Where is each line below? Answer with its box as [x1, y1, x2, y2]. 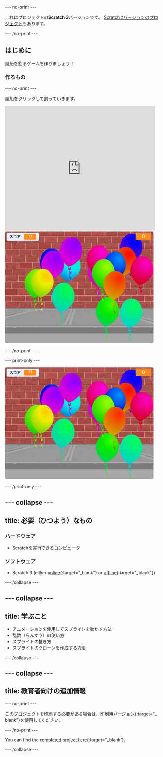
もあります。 [22, 21, 48, 26]
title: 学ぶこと [5, 612, 47, 620]
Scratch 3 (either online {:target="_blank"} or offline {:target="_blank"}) [12, 570, 156, 576]
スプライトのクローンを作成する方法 [12, 645, 86, 651]
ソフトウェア [5, 558, 36, 565]
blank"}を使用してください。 [5, 717, 63, 723]
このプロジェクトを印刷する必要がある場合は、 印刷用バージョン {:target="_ [5, 711, 157, 717]
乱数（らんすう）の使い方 [12, 632, 65, 638]
